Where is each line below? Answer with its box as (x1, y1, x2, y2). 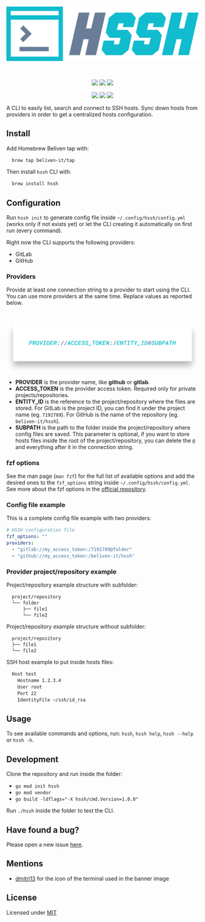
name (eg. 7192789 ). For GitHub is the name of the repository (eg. (15, 411, 179, 418)
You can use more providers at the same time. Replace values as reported (6, 293, 192, 300)
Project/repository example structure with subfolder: (6, 581, 138, 589)
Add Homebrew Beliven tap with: (6, 144, 89, 152)
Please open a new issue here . (6, 841, 84, 848)
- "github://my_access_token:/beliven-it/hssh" (12, 553, 135, 559)
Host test (12, 671, 37, 678)
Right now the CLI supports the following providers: (6, 239, 135, 246)
